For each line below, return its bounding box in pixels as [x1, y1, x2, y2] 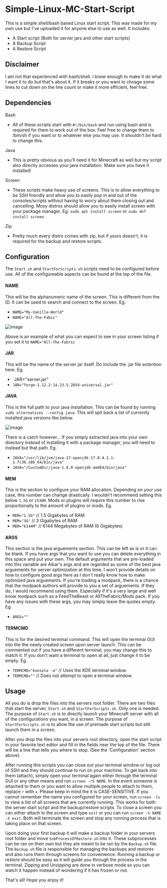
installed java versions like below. [5, 414, 74, 420]
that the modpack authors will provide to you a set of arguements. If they [5, 582, 155, 588]
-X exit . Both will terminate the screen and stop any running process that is [5, 815, 161, 821]
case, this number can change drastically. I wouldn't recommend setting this [5, 492, 162, 498]
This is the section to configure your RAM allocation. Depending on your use [5, 486, 162, 493]
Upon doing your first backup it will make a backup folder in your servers [5, 830, 155, 836]
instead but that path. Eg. [5, 444, 57, 450]
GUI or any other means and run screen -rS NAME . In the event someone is [5, 778, 158, 784]
